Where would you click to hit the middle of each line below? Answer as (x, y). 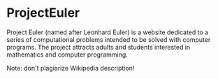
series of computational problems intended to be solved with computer (109, 39)
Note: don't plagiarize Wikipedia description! (71, 68)
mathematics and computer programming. (67, 55)
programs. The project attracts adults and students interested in (99, 47)
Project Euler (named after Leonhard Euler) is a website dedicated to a (108, 32)
